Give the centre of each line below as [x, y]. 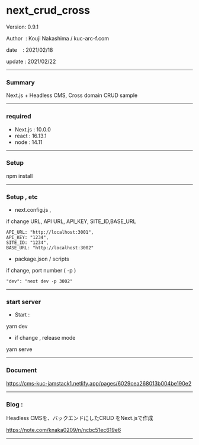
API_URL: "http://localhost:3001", [50, 233]
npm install [20, 176]
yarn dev [17, 326]
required [19, 117]
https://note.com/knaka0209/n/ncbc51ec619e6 [64, 430]
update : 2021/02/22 [31, 61]
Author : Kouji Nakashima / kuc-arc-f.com [58, 38]
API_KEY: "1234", [28, 238]
